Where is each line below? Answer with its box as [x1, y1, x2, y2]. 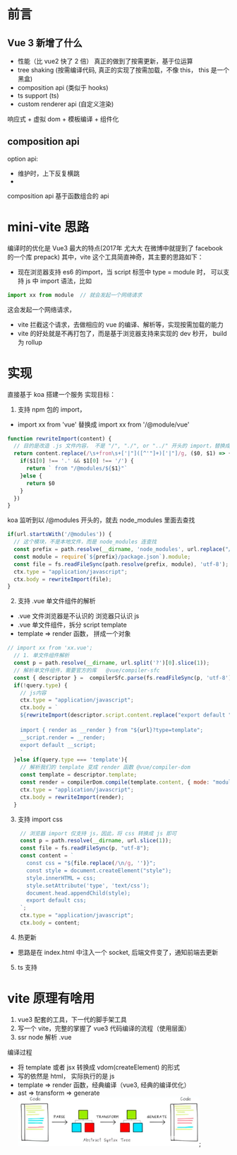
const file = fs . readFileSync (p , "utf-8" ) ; [20, 845, 150, 852]
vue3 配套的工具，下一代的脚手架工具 [17, 1015, 127, 1023]
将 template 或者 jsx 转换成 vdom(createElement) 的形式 [17, 1062, 181, 1072]
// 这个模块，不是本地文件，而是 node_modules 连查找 [13, 538, 157, 545]
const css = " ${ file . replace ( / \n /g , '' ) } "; [25, 860, 157, 867]
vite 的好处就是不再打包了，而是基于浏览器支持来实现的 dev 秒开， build [17, 329, 227, 337]
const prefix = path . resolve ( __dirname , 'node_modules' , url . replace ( [13, 546, 226, 553]
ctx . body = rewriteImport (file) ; [13, 576, 112, 583]
